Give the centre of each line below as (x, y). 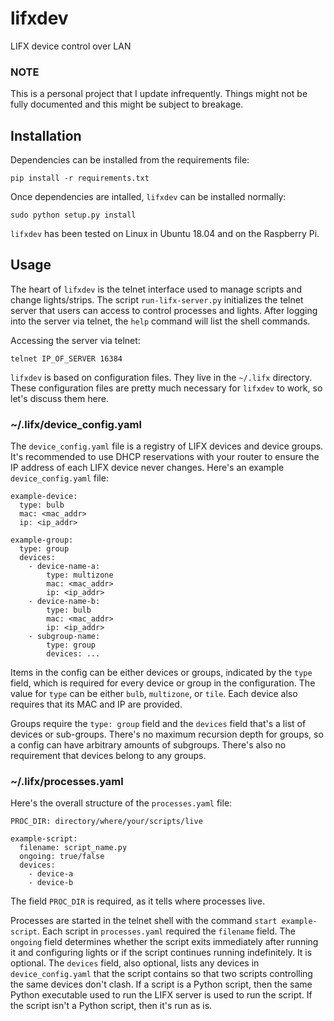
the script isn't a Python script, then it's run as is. (111, 1006)
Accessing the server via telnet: (75, 340)
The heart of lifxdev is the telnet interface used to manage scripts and (156, 289)
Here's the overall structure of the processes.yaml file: (121, 803)
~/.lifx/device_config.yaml (76, 424)
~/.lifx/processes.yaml (67, 782)
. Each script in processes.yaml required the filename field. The (166, 931)
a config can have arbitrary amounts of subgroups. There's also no (148, 745)
